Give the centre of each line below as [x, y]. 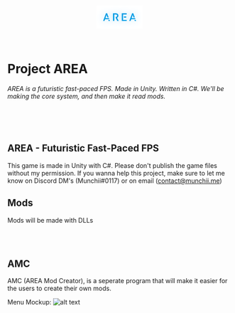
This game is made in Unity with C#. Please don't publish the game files [113, 165]
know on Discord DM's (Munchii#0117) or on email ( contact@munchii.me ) [115, 181]
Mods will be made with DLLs [50, 220]
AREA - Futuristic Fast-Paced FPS [83, 148]
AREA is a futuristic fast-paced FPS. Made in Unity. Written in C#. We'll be [116, 89]
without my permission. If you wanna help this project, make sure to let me [116, 173]
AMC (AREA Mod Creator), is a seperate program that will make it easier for [117, 281]
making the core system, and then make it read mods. [87, 96]
